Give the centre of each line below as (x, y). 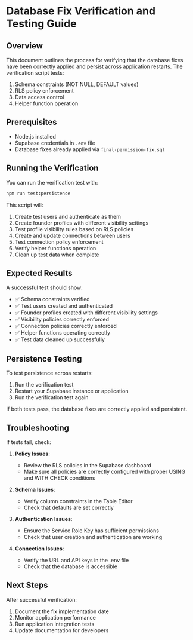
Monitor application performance (55, 617)
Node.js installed (35, 136)
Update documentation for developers (62, 630)
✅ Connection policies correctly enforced (66, 326)
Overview (25, 46)
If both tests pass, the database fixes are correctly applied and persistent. (97, 409)
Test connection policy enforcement (59, 242)
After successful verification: (42, 599)
